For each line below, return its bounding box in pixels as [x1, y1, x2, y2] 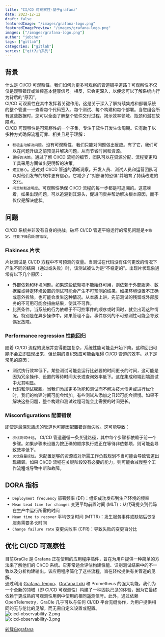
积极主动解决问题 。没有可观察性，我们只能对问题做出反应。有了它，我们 [12, 142, 154, 148]
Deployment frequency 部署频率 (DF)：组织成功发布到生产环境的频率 [12, 495, 150, 501]
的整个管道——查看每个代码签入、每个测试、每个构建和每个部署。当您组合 [5, 107, 156, 112]
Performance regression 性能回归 [5, 333, 86, 339]
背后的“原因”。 [9, 94, 39, 100]
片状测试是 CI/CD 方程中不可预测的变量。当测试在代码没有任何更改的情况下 [5, 259, 158, 265]
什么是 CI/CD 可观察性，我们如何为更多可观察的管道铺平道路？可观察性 [5, 82, 149, 88]
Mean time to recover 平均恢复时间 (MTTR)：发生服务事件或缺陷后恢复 [12, 514, 156, 520]
